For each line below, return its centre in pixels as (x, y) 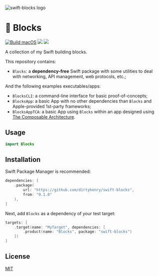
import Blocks (20, 144)
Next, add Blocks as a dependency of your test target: (60, 213)
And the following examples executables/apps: (53, 86)
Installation (23, 160)
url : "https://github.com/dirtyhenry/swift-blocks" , (79, 190)
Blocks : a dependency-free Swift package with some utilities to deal (82, 71)
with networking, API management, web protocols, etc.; (69, 76)
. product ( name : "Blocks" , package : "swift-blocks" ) (78, 232)
